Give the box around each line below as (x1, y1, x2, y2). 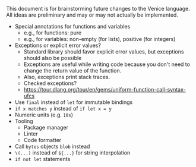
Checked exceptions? (23, 80, 77, 87)
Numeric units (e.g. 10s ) (14, 111, 73, 118)
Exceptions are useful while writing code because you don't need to (23, 61, 190, 68)
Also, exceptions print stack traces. (23, 74, 110, 80)
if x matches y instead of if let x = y (14, 105, 112, 112)
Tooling (14, 118, 34, 124)
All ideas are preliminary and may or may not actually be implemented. (6, 11, 178, 18)
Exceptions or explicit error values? (14, 42, 101, 49)
